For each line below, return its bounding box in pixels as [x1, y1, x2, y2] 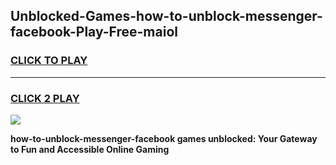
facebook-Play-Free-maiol [10, 24, 178, 41]
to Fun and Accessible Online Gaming [10, 143, 170, 155]
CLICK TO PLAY [10, 54, 88, 68]
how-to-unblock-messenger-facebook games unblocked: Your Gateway [10, 132, 318, 144]
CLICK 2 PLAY [10, 91, 80, 105]
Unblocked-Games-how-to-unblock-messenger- [10, 8, 323, 25]
